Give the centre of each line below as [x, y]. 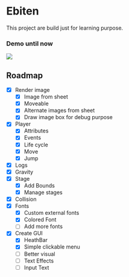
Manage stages [43, 192]
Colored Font [40, 220]
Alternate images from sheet [59, 111]
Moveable [36, 103]
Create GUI [29, 233]
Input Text [36, 267]
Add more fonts [43, 226]
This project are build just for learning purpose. [65, 28]
